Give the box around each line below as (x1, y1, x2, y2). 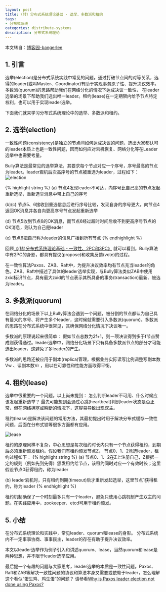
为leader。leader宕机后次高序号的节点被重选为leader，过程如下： (5, 169, 139, 175)
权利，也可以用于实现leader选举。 (5, 99, 75, 105)
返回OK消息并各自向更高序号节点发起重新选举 (5, 208, 98, 214)
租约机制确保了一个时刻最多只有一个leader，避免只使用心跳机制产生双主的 (5, 494, 157, 500)
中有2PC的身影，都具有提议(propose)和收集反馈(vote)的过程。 (5, 251, 132, 258)
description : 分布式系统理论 (5, 30, 60, 35)
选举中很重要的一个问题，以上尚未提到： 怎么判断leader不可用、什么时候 (5, 392, 154, 399)
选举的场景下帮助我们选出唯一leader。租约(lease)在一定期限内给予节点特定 (5, 93, 158, 99)
